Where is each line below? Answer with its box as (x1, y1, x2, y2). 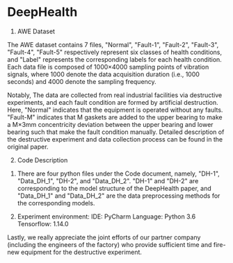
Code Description (17, 155, 68, 164)
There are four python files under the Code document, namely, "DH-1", (17, 169, 220, 178)
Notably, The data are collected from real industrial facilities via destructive (7, 91, 223, 99)
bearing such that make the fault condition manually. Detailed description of (7, 128, 225, 136)
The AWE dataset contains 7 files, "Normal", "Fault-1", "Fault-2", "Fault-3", (7, 40, 219, 49)
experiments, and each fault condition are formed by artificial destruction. (7, 98, 219, 106)
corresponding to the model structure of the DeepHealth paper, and (17, 184, 212, 192)
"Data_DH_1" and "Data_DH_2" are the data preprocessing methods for (17, 192, 220, 200)
